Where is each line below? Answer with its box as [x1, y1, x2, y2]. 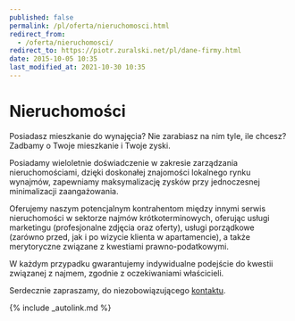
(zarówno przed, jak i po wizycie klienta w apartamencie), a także [9, 231, 250, 242]
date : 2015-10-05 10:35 [9, 54, 98, 63]
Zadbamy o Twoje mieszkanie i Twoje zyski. [9, 140, 172, 151]
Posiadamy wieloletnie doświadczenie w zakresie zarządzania [9, 157, 239, 168]
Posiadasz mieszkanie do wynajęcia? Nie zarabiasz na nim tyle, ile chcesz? [9, 130, 287, 141]
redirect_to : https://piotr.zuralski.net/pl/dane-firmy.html [9, 46, 242, 55]
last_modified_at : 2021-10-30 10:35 [9, 63, 146, 72]
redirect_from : [9, 29, 66, 38]
